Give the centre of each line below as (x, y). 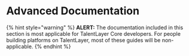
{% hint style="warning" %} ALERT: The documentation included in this (95, 27)
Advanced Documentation (73, 11)
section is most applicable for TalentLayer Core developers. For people (94, 33)
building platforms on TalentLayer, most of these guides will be (83, 40)
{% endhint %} (53, 46)
